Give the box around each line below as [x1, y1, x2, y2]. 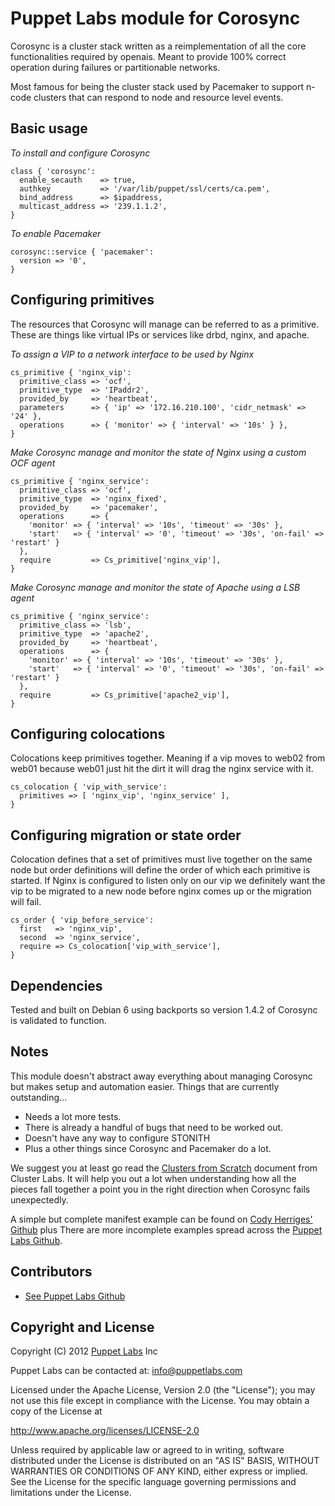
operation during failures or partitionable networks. [10, 61, 221, 73]
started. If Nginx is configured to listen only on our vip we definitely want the [10, 875, 326, 887]
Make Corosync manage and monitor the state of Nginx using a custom [10, 446, 307, 458]
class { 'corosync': [10, 166, 97, 176]
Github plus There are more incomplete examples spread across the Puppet [10, 1223, 323, 1236]
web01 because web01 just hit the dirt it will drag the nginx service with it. [10, 763, 314, 775]
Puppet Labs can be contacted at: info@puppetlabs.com [10, 1365, 243, 1377]
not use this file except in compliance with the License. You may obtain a [10, 1395, 310, 1407]
